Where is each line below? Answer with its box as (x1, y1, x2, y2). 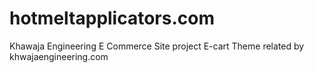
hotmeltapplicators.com (9, 7, 216, 30)
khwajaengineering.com (9, 50, 109, 62)
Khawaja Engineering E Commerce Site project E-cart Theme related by (9, 40, 305, 52)
